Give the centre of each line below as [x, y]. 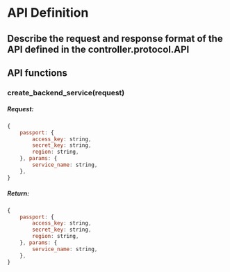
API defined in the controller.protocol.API [98, 49]
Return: [18, 193]
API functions [38, 73]
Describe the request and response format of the [115, 39]
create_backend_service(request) [66, 93]
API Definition [48, 13]
